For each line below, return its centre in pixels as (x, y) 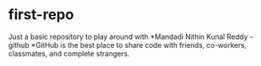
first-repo (41, 15)
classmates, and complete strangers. (69, 53)
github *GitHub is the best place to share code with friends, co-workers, (128, 45)
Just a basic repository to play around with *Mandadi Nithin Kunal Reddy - (131, 37)
